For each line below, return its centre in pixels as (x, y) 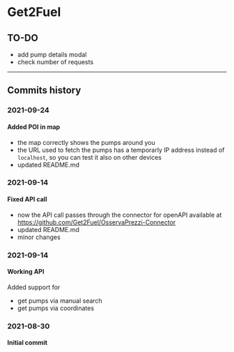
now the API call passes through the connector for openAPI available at (119, 215)
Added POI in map (34, 127)
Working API (26, 272)
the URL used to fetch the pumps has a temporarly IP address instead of (121, 150)
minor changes (39, 237)
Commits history (44, 90)
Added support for (34, 287)
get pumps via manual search (60, 300)
